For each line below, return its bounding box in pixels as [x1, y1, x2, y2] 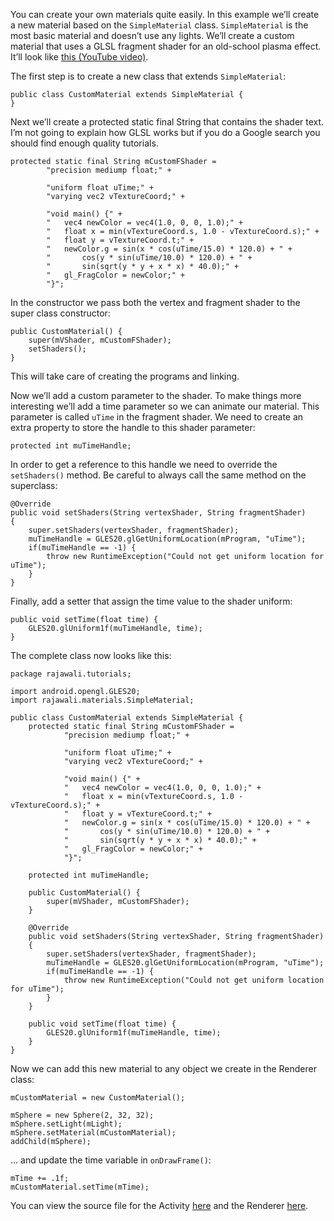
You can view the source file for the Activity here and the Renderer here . [10, 1200, 309, 1211]
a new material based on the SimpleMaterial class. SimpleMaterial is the [10, 19, 309, 31]
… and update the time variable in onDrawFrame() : [10, 1154, 212, 1166]
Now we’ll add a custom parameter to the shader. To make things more [10, 390, 302, 401]
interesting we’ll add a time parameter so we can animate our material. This [10, 400, 320, 412]
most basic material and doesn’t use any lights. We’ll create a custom [10, 30, 295, 41]
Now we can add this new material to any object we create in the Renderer [10, 1063, 317, 1074]
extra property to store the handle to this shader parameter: [10, 422, 256, 433]
